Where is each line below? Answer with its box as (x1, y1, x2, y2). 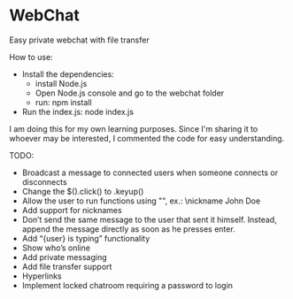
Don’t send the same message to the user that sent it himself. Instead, (21, 214, 277, 225)
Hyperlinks (21, 271, 62, 281)
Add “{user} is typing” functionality (21, 233, 150, 243)
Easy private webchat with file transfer (9, 34, 150, 45)
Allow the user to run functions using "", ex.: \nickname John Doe (21, 195, 261, 206)
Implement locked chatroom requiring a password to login (21, 280, 233, 290)
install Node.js (35, 78, 88, 88)
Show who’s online (21, 242, 91, 253)
